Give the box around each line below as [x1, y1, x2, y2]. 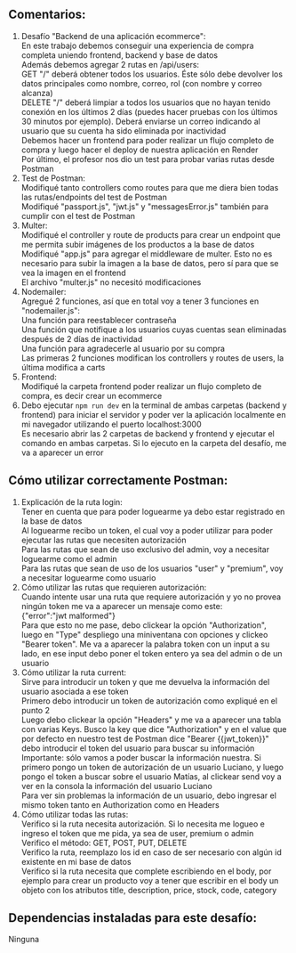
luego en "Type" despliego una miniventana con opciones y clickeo [20, 629, 268, 639]
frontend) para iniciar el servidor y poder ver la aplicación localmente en [20, 409, 286, 419]
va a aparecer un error [20, 447, 104, 458]
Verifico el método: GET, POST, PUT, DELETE [20, 837, 188, 848]
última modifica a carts [20, 362, 106, 372]
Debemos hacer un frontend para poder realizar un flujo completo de [20, 134, 275, 145]
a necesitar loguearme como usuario [20, 572, 156, 582]
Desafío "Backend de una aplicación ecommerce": [20, 30, 206, 41]
